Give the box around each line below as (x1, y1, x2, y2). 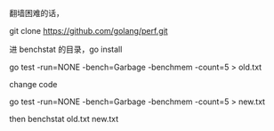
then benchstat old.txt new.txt (9, 114, 119, 124)
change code (9, 79, 58, 89)
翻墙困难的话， (9, 8, 64, 18)
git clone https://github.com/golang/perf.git (9, 26, 168, 36)
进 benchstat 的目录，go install (9, 44, 123, 54)
